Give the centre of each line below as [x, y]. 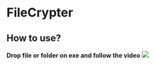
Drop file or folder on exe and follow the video [73, 55]
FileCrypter [40, 13]
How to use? [34, 38]
